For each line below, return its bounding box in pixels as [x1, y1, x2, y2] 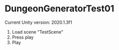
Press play [11, 34, 34, 40]
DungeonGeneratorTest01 [4, 3, 114, 14]
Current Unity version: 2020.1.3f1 [4, 19, 72, 25]
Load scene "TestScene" [11, 29, 63, 35]
